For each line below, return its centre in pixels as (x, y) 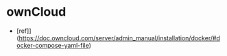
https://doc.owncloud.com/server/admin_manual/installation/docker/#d (120, 38)
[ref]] (24, 31)
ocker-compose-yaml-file (53, 45)
